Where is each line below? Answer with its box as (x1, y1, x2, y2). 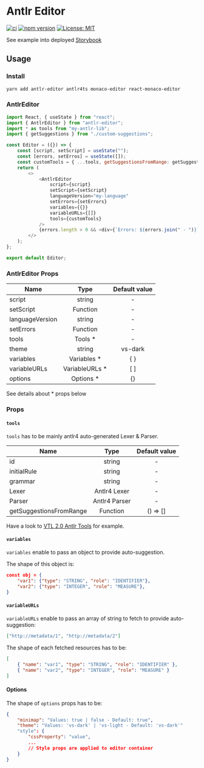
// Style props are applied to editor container (28, 745, 154, 751)
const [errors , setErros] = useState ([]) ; (17, 153, 126, 159)
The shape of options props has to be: (6, 699, 103, 707)
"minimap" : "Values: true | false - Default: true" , (17, 717, 154, 723)
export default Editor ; (6, 254, 67, 261)
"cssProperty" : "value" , (28, 734, 91, 740)
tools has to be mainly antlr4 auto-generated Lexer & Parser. (6, 433, 159, 440)
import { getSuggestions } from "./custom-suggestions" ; (6, 131, 154, 138)
